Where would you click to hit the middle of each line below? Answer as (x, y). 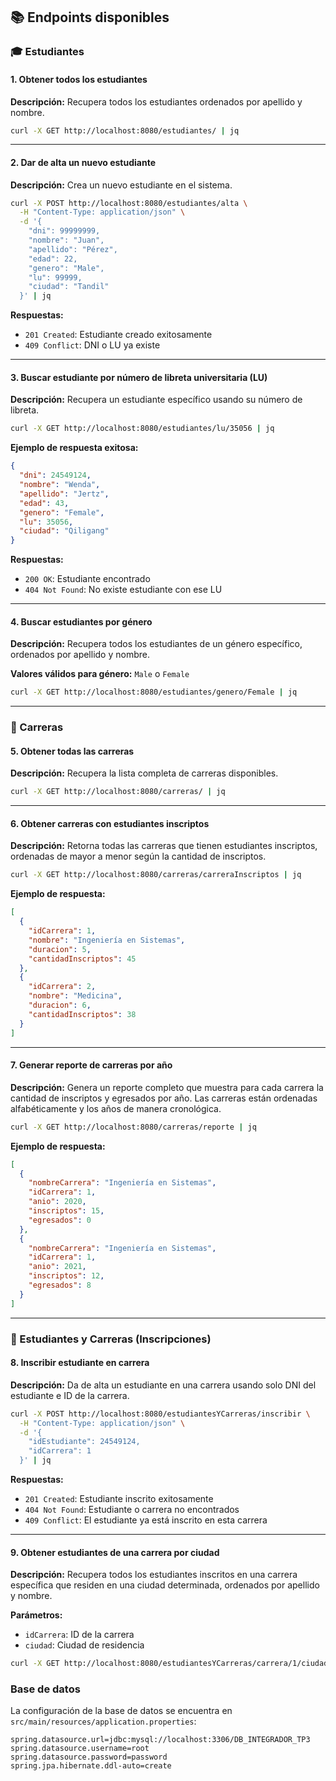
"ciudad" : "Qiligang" (64, 531)
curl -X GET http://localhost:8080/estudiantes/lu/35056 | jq (142, 429)
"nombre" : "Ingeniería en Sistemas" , (107, 940)
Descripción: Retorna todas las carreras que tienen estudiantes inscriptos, (164, 846)
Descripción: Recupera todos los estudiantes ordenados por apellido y (156, 101)
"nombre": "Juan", (66, 240)
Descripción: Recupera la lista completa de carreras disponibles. (144, 773)
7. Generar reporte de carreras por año (91, 1065)
